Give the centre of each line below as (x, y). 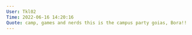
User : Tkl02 (21, 12)
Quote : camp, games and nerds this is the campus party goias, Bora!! (97, 23)
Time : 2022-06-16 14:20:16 (40, 17)
